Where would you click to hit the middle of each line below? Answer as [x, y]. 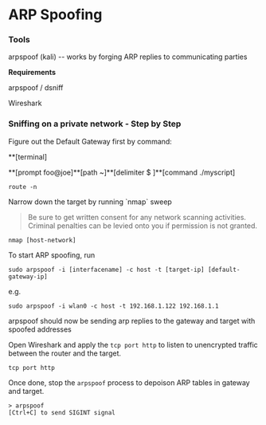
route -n [23, 187]
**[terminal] [28, 156]
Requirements [32, 73]
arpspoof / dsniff [36, 88]
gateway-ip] [28, 277]
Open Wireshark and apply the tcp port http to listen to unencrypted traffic [133, 344]
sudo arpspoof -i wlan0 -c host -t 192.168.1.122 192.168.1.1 [113, 306]
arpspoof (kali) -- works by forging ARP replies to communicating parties [128, 57]
